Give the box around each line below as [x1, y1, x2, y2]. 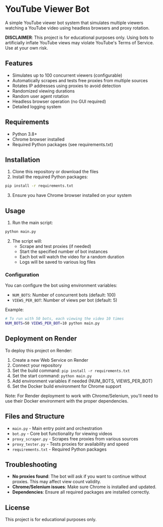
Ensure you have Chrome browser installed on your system [12, 192, 132, 198]
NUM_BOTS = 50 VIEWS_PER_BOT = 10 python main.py [5, 321, 100, 326]
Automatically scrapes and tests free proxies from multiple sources [12, 77, 148, 83]
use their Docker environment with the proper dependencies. [5, 398, 129, 404]
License [5, 503, 30, 512]
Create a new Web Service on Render [12, 357, 88, 363]
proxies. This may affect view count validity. [12, 479, 102, 485]
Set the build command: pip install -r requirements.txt [12, 368, 130, 373]
